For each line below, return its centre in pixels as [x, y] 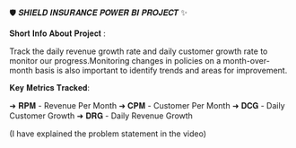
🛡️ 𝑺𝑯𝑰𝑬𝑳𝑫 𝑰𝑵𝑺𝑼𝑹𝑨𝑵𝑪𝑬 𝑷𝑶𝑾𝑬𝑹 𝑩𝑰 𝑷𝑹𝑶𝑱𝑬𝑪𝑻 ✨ [99, 13]
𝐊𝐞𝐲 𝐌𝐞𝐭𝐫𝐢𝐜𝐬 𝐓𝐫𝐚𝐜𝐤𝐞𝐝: [50, 87]
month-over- [247, 61]
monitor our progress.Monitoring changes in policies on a [115, 61]
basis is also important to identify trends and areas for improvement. [161, 70]
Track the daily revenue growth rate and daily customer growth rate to [139, 51]
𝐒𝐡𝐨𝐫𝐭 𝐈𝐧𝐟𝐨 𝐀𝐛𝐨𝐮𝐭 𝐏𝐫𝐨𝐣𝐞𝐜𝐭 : [57, 33]
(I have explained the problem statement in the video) [108, 134]
